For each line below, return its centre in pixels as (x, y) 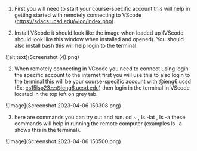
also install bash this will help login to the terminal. (76, 45)
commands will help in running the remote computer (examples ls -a (98, 124)
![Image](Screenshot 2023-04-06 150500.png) (63, 141)
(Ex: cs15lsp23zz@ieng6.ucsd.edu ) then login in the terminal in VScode (102, 88)
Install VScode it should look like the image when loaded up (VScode (99, 33)
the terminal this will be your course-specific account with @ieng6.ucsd (103, 81)
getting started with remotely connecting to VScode (78, 15)
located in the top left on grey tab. (56, 94)
